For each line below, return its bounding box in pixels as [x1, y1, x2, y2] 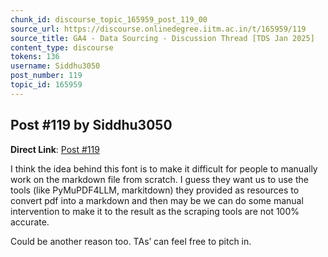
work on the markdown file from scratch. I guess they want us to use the [10, 173, 309, 185]
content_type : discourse [10, 42, 114, 53]
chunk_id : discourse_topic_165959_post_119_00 [10, 14, 208, 25]
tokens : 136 [10, 52, 60, 62]
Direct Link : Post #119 [10, 143, 100, 155]
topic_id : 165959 [10, 80, 83, 90]
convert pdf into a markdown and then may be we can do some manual [10, 194, 304, 206]
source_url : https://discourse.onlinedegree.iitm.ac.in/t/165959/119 [10, 24, 307, 34]
